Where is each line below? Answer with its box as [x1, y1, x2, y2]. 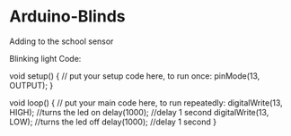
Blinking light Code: [9, 53, 82, 64]
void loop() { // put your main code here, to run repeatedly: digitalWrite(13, [9, 97, 283, 108]
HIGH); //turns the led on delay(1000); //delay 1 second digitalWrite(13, [9, 106, 269, 117]
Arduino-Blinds [9, 6, 126, 27]
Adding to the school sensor [9, 36, 114, 47]
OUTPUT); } [9, 80, 54, 90]
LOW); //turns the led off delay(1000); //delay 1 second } [9, 116, 217, 127]
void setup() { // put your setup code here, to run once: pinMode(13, [9, 70, 260, 81]
